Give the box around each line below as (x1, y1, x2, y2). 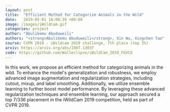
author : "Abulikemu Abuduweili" (5, 31, 74, 36)
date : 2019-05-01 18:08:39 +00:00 (5, 17, 83, 22)
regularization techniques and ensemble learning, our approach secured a (5, 91, 160, 97)
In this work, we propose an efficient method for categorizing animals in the (5, 64, 163, 70)
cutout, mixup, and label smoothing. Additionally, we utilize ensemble (5, 80, 150, 87)
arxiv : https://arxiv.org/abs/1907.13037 (5, 45, 94, 50)
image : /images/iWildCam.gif (5, 21, 67, 27)
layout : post (5, 7, 33, 13)
